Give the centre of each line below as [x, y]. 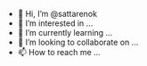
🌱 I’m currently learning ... [65, 33]
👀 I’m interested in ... [55, 23]
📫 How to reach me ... [59, 52]
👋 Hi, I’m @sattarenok [57, 14]
